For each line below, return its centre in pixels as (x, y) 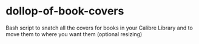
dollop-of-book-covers (65, 11)
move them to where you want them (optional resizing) (74, 34)
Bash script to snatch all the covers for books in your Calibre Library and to (99, 28)
